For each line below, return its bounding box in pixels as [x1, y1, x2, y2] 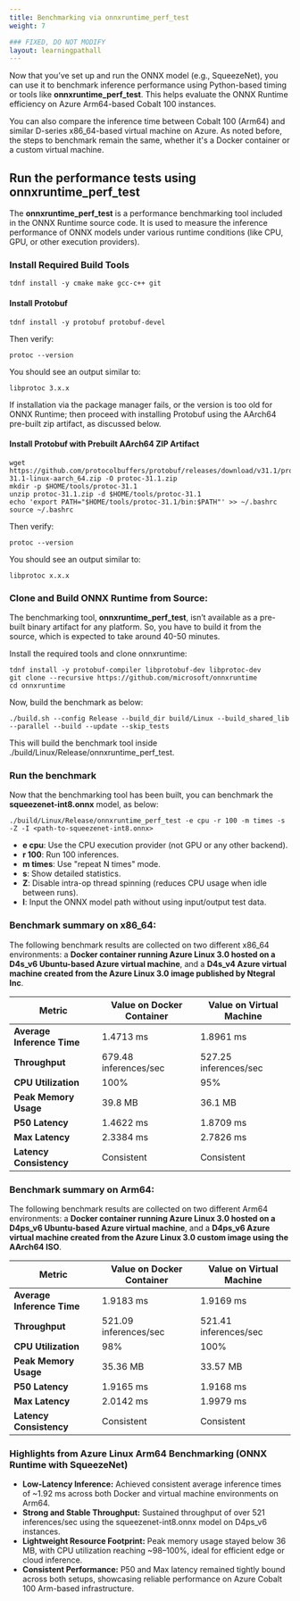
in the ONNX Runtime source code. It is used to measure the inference [9, 218, 268, 229]
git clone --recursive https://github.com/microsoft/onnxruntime [9, 673, 257, 683]
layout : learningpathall [9, 46, 102, 54]
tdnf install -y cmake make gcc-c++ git [9, 279, 162, 288]
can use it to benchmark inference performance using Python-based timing [9, 79, 287, 90]
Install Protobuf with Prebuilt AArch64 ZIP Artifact [9, 438, 200, 449]
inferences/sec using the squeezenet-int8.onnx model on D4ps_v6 [21, 1517, 268, 1528]
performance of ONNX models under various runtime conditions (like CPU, [9, 227, 284, 238]
